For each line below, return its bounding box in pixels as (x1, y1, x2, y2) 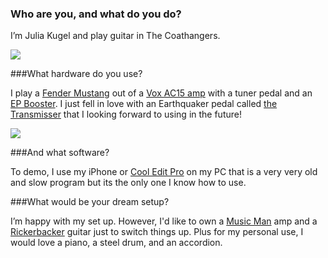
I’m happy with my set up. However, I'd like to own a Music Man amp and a (10, 215, 318, 227)
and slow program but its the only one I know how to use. (10, 177, 247, 189)
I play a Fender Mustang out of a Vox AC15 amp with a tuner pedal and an (10, 87, 313, 99)
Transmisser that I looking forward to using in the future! (10, 108, 242, 121)
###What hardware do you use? (10, 68, 143, 80)
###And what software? (10, 147, 110, 159)
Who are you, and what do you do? (10, 7, 182, 21)
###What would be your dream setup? (10, 196, 170, 208)
